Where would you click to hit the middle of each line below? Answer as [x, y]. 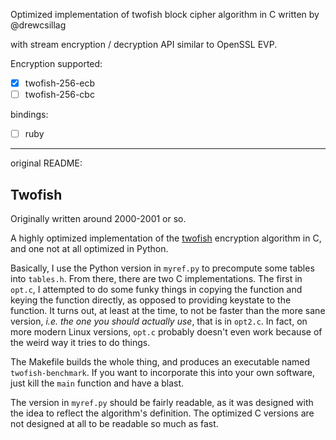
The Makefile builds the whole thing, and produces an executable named [160, 362]
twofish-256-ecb [60, 83]
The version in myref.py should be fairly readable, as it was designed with [162, 402]
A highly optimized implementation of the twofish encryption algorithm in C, [166, 238]
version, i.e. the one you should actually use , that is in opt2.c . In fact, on [159, 321]
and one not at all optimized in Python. [89, 248]
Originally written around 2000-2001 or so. [98, 218]
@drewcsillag [38, 25]
